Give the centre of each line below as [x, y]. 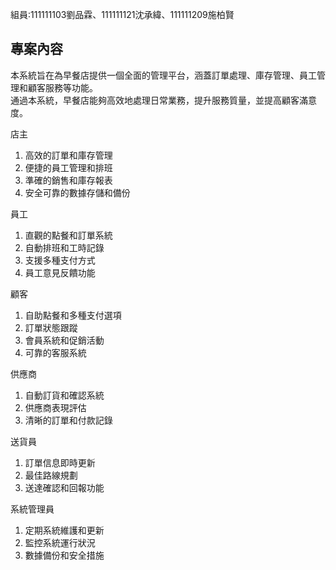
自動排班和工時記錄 [64, 247]
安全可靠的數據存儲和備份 [77, 192]
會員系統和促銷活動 [64, 340]
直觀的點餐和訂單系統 [68, 235]
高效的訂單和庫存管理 [68, 155]
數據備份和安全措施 [64, 555]
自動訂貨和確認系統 [64, 395]
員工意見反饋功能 [60, 272]
